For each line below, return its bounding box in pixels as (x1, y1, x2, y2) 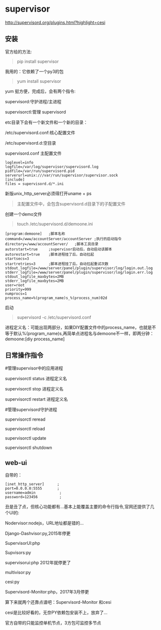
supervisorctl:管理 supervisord (5, 109, 66, 115)
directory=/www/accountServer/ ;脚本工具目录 (5, 241, 98, 246)
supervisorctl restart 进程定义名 (5, 396, 68, 402)
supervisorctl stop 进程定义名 (5, 386, 64, 391)
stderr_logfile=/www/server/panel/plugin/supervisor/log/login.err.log (5, 270, 153, 275)
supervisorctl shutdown (5, 445, 52, 450)
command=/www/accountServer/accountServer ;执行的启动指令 (5, 236, 122, 241)
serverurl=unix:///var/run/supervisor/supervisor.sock (5, 173, 118, 178)
